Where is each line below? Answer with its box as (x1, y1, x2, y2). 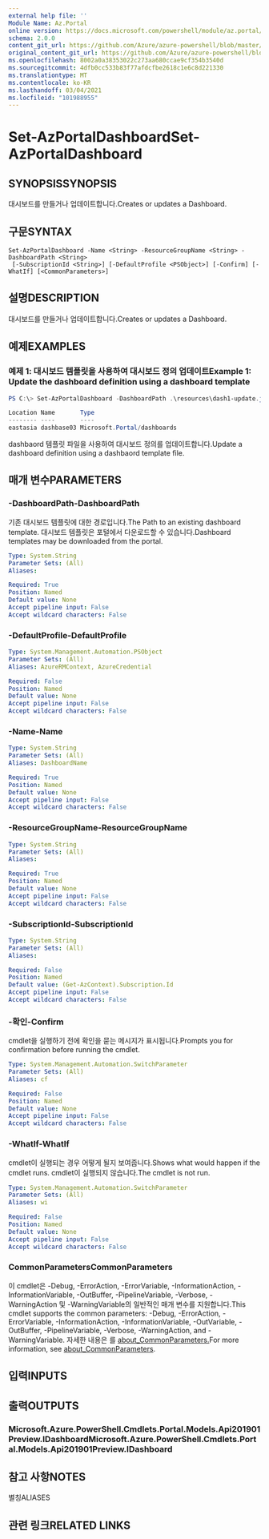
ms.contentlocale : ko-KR (8, 78, 91, 86)
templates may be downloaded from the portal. (8, 536, 163, 545)
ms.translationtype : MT (8, 71, 88, 79)
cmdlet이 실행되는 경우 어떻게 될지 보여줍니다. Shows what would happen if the (8, 1158, 260, 1167)
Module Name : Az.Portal (8, 19, 88, 27)
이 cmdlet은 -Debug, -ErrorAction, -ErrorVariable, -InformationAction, (8, 1280, 236, 1290)
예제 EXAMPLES (8, 340, 86, 353)
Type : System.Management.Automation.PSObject (8, 648, 163, 657)
